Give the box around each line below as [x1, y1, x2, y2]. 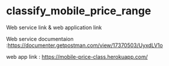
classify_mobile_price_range [6, 4, 152, 18]
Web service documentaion [6, 35, 74, 42]
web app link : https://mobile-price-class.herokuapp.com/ [6, 53, 148, 60]
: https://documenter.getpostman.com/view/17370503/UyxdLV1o [6, 42, 163, 49]
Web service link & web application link [6, 24, 102, 31]
